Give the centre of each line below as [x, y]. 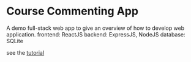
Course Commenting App [73, 11]
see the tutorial [25, 52]
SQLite [15, 41]
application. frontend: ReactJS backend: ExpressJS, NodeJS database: [96, 34]
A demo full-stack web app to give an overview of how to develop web [95, 28]
